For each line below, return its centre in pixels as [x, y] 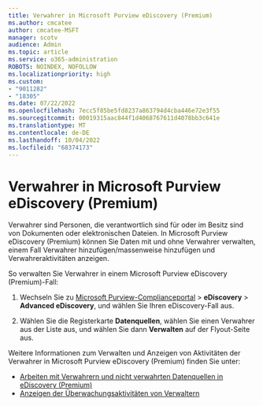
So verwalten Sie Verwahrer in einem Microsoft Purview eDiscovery [118, 274]
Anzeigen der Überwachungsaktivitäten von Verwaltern [109, 393]
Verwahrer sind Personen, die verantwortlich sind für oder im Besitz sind [126, 225]
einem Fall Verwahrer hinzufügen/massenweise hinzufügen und [111, 250]
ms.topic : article [38, 52]
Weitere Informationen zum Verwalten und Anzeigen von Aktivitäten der [124, 353]
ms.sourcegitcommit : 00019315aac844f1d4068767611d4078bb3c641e [114, 118]
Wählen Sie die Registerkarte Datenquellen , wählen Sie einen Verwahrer [137, 321]
